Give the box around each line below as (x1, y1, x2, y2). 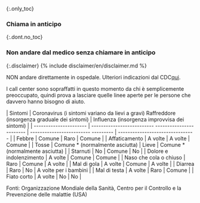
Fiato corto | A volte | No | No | (6, 173, 82, 180)
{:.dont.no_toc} (6, 33, 43, 41)
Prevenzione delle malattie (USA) (6, 190, 88, 198)
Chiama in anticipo (6, 20, 61, 28)
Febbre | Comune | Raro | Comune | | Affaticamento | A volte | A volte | (16, 134, 190, 142)
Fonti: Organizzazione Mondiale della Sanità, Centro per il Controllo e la (6, 184, 181, 192)
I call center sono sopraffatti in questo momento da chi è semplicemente (6, 85, 184, 92)
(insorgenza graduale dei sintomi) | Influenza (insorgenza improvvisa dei (6, 116, 184, 123)
